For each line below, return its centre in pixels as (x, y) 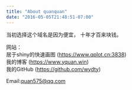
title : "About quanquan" (37, 11)
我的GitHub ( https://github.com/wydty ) (54, 69)
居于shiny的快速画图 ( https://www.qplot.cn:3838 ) (66, 54)
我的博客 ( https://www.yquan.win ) (47, 62)
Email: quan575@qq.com (36, 81)
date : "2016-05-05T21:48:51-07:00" (50, 17)
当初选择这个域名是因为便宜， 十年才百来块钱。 (64, 34)
